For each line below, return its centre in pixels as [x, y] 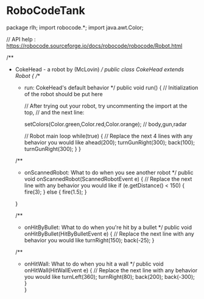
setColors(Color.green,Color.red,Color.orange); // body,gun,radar [105, 124]
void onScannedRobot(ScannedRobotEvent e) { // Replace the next [108, 179]
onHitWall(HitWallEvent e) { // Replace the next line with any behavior [111, 270]
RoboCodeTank [46, 11]
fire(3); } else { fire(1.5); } [55, 192]
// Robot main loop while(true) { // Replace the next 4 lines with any [108, 136]
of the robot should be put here [63, 94]
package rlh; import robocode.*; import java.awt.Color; [75, 27]
